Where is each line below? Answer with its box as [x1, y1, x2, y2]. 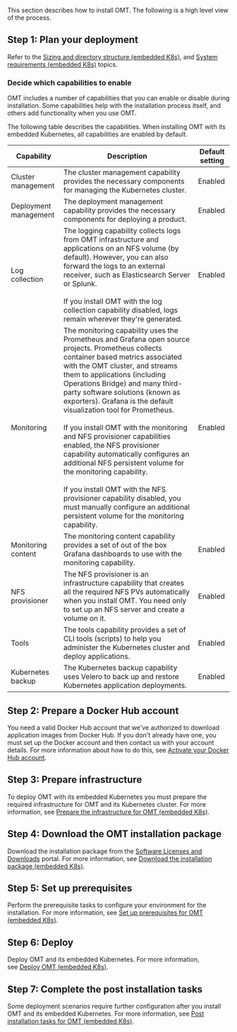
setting [200, 155, 224, 165]
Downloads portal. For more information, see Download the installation [7, 854, 212, 862]
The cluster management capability [63, 167, 181, 177]
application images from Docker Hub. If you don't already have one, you [7, 730, 217, 739]
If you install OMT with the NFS [63, 485, 166, 494]
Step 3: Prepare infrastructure [7, 773, 142, 786]
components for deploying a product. [63, 215, 187, 225]
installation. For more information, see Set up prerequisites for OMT [7, 908, 203, 917]
